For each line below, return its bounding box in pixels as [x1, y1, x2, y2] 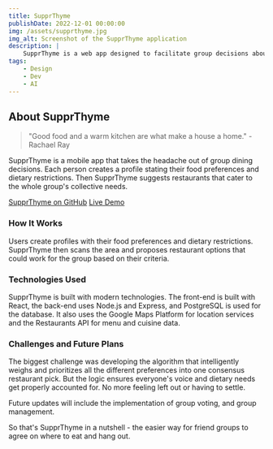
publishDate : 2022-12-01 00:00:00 [8, 19, 126, 28]
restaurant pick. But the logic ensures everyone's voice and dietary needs [8, 374, 256, 384]
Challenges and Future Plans [8, 338, 124, 349]
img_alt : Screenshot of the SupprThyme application [8, 34, 187, 43]
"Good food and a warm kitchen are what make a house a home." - [28, 132, 253, 141]
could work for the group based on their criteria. [8, 253, 170, 263]
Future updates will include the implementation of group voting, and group [8, 399, 257, 408]
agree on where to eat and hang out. [8, 431, 131, 441]
